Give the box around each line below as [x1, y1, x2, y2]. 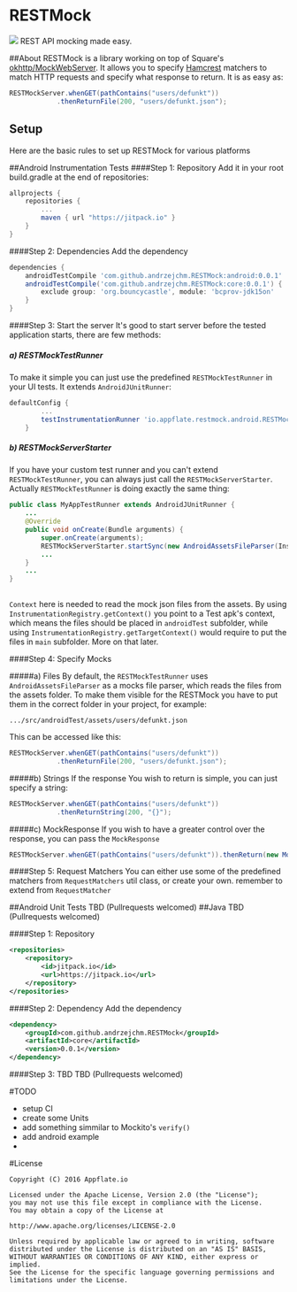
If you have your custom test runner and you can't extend [9, 465, 218, 475]
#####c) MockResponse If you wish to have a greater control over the [9, 824, 265, 834]
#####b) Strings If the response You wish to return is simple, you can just [9, 773, 278, 783]
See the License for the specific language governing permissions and [9, 1268, 275, 1277]
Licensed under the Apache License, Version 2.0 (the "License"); [9, 1191, 259, 1200]
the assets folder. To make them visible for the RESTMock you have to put [9, 689, 278, 700]
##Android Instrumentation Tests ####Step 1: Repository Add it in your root [9, 162, 285, 173]
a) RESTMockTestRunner [9, 350, 103, 360]
